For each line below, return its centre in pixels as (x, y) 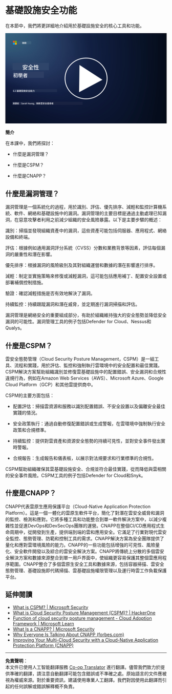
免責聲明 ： (17, 661)
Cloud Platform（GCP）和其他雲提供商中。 (50, 385)
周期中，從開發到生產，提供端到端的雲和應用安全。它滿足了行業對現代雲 (86, 532)
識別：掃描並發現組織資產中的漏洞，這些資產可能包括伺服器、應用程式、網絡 (86, 230)
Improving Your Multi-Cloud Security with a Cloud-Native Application (85, 640)
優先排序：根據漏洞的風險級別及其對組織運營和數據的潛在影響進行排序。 (81, 265)
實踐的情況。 (26, 413)
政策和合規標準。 (31, 430)
